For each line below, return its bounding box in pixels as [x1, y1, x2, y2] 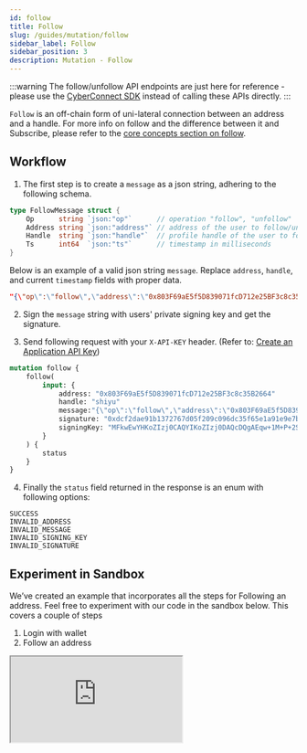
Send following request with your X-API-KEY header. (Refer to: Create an [22, 335, 293, 347]
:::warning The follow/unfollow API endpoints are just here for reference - [9, 81, 285, 91]
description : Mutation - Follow [9, 56, 132, 65]
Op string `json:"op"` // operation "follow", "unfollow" [26, 214, 292, 224]
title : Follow [9, 22, 64, 31]
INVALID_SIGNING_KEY [9, 534, 89, 543]
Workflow [9, 154, 67, 170]
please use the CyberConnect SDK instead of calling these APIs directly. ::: [9, 90, 291, 101]
